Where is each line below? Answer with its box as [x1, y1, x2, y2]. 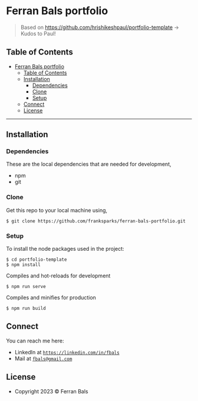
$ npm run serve [6, 284, 46, 290]
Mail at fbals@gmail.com [14, 355, 72, 362]
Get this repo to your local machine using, [6, 206, 108, 214]
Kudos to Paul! [20, 30, 56, 37]
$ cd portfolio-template [6, 257, 67, 263]
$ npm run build [6, 306, 46, 312]
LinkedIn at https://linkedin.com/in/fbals [14, 348, 120, 355]
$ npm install [6, 262, 41, 268]
